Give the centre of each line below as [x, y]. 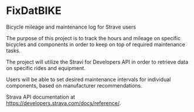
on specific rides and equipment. [46, 68]
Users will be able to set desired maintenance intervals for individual [89, 79]
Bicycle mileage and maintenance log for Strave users [71, 27]
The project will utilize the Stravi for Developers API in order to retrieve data [97, 62]
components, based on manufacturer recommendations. [74, 85]
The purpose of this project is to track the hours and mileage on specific [93, 38]
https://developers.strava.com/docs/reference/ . [64, 103]
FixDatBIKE [34, 11]
